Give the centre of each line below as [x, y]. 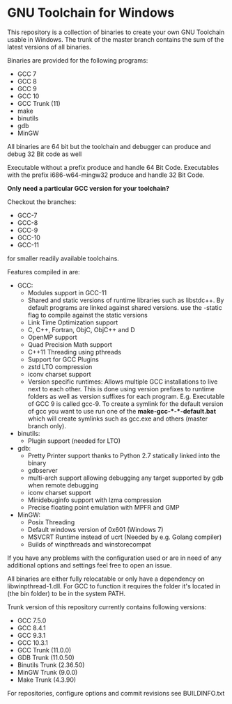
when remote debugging [63, 485]
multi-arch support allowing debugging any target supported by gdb [126, 478]
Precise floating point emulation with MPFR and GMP [103, 507]
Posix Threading [51, 522]
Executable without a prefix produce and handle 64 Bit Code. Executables [113, 167]
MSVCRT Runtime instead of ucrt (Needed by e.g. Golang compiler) [124, 537]
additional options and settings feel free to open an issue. [90, 565]
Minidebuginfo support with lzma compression [94, 500]
